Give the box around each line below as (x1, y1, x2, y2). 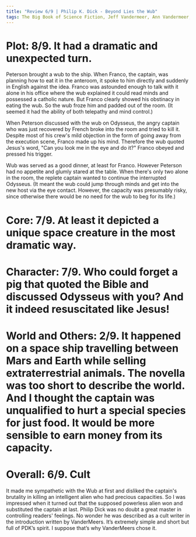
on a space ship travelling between (6, 342, 179, 354)
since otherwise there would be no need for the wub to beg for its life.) (6, 193, 176, 200)
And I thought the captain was (6, 391, 155, 404)
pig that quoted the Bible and (6, 277, 149, 291)
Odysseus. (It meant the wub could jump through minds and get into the (6, 181, 179, 188)
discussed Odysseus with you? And (6, 290, 184, 303)
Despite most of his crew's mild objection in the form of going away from (6, 132, 181, 139)
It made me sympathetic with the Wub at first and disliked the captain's (6, 487, 177, 494)
